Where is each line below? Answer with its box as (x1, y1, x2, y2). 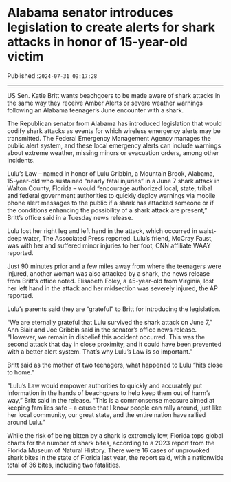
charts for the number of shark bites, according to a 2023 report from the (7, 439, 215, 447)
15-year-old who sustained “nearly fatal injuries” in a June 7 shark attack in (7, 177, 220, 185)
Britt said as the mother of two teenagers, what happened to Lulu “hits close (7, 361, 223, 369)
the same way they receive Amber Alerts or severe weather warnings (7, 99, 203, 107)
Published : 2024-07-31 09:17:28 (7, 71, 98, 80)
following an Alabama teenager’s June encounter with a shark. (7, 106, 184, 114)
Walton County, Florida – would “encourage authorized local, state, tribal (7, 184, 212, 192)
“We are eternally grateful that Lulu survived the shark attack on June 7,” (7, 318, 213, 326)
